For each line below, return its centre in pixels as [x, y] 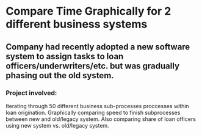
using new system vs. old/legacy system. [57, 125]
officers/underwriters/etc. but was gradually [93, 66]
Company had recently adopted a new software [98, 47]
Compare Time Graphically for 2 [88, 11]
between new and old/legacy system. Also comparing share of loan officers [101, 119]
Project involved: [31, 93]
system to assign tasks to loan [65, 56]
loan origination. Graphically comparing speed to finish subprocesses [93, 112]
